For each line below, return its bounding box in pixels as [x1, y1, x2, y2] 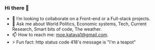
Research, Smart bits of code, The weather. [12, 26, 102, 32]
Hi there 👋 [5, 4, 30, 11]
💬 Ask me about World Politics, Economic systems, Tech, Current [12, 21, 147, 27]
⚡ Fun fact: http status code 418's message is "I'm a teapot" [12, 39, 136, 45]
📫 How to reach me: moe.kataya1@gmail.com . [12, 32, 109, 38]
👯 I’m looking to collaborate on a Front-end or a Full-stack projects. [12, 16, 151, 22]
